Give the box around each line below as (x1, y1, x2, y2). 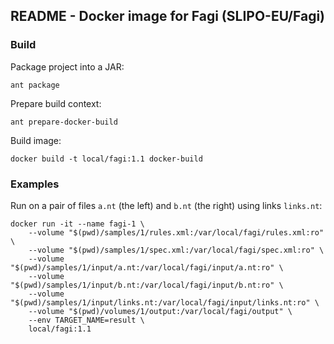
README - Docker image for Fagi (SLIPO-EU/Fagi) (10, 8, 326, 25)
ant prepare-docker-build (10, 117, 118, 127)
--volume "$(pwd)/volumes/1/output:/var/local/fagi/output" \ (28, 306, 293, 316)
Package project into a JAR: (10, 60, 125, 73)
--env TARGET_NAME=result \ (28, 315, 145, 325)
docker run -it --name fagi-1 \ (10, 219, 145, 229)
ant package (10, 80, 60, 90)
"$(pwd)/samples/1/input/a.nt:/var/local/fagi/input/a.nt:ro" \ (10, 262, 284, 273)
